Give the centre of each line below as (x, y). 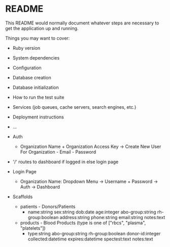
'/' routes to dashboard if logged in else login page (65, 162)
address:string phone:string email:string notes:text (112, 217)
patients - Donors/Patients (48, 206)
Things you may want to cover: (38, 38)
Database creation (32, 77)
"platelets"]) (33, 228)
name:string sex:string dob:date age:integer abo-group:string (92, 212)
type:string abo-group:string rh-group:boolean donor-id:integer (94, 233)
